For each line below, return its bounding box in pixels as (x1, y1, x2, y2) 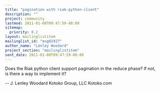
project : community (5, 16, 45, 21)
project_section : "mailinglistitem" (5, 48, 80, 53)
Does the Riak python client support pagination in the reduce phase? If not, (5, 66, 156, 72)
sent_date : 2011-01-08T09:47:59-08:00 (5, 52, 84, 57)
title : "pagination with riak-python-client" (5, 7, 99, 12)
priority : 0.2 (9, 30, 38, 35)
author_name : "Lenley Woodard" (5, 43, 69, 48)
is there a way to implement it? (5, 71, 67, 77)
